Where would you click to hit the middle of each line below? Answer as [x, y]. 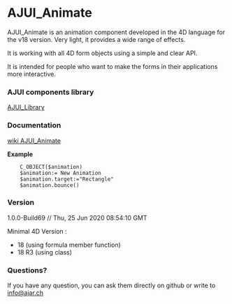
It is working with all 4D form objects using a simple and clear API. [102, 53]
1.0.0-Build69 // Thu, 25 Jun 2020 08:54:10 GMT [77, 218]
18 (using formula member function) [69, 245]
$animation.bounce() [50, 185]
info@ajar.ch [26, 293]
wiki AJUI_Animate [34, 140]
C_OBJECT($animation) [51, 167]
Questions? [27, 270]
